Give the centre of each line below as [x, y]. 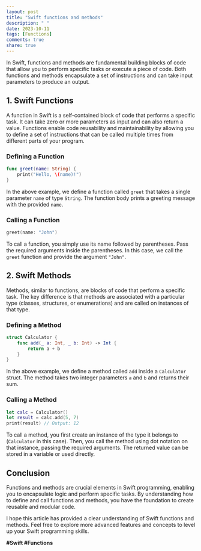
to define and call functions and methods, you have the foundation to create [100, 500]
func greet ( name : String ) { [41, 169]
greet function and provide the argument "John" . [66, 257]
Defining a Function [35, 156]
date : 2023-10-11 [28, 29]
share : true [21, 46]
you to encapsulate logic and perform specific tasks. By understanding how [100, 494]
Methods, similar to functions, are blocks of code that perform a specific [96, 290]
